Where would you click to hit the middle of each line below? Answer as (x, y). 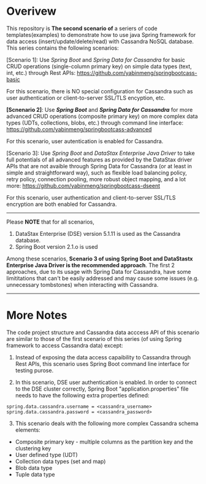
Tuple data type (35, 474)
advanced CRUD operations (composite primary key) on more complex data (102, 116)
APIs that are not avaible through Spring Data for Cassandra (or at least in (99, 166)
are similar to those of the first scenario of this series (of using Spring (94, 338)
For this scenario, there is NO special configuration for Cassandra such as (100, 91)
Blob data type (34, 467)
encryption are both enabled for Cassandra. (62, 204)
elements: (28, 430)
